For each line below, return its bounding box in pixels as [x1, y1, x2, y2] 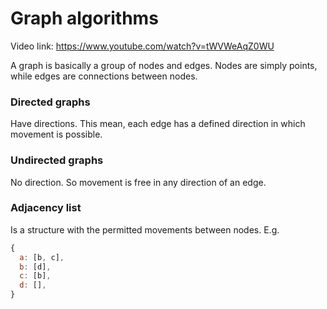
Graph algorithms [10, 7, 159, 30]
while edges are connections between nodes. [10, 70, 198, 82]
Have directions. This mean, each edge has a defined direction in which [10, 118, 306, 130]
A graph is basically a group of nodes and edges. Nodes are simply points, [10, 59, 318, 71]
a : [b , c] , [19, 252, 65, 262]
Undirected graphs [10, 153, 104, 167]
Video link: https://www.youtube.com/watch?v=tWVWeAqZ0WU [10, 40, 275, 52]
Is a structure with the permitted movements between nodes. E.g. [10, 223, 280, 236]
